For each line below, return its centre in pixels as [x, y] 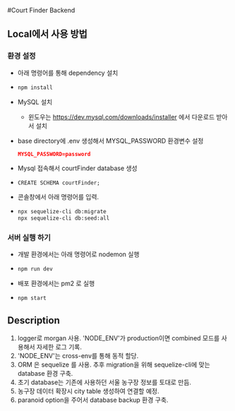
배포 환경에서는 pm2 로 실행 [56, 284]
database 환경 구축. [45, 374]
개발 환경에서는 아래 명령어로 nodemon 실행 [78, 254]
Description [34, 320]
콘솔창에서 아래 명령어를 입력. [58, 197]
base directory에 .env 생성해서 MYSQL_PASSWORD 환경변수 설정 [110, 141]
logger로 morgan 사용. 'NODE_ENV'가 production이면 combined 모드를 [119, 338]
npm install [35, 88]
